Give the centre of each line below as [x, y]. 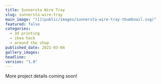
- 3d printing [25, 33]
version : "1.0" [21, 62]
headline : [16, 57]
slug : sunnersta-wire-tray [34, 15]
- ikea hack [23, 38]
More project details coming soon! [41, 76]
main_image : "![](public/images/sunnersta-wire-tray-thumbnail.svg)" [81, 19]
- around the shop [30, 43]
